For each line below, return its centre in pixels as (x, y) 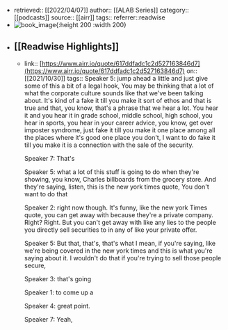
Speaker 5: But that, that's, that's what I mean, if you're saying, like (120, 243)
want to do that (46, 194)
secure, (35, 265)
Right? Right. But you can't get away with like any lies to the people (120, 222)
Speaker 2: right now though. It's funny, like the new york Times (116, 207)
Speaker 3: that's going (58, 278)
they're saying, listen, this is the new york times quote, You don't (117, 187)
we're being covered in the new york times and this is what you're (119, 251)
